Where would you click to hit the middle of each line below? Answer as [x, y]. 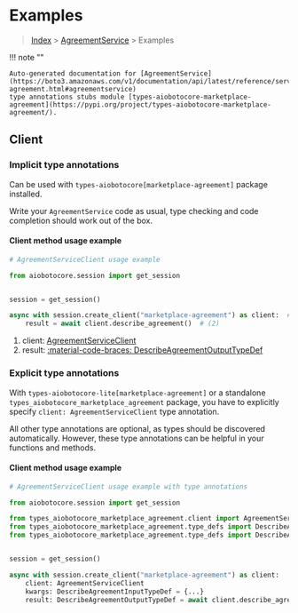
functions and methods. [53, 447]
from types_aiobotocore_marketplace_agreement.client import [125, 519]
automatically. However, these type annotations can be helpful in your [137, 438]
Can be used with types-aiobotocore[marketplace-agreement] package [139, 184]
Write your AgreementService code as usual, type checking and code [134, 211]
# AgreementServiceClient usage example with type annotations [129, 486]
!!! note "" [27, 57]
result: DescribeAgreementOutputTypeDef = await [117, 600]
